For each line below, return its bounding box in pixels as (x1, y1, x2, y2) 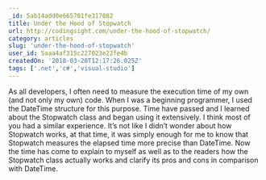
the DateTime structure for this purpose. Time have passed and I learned (8, 103, 250, 113)
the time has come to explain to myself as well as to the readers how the (8, 146, 248, 156)
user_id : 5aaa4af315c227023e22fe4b (8, 49, 128, 57)
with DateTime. (8, 163, 59, 174)
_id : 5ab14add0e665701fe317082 (8, 11, 114, 20)
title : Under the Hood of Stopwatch (8, 19, 131, 27)
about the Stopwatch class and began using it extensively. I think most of (8, 112, 251, 122)
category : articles (8, 34, 74, 43)
